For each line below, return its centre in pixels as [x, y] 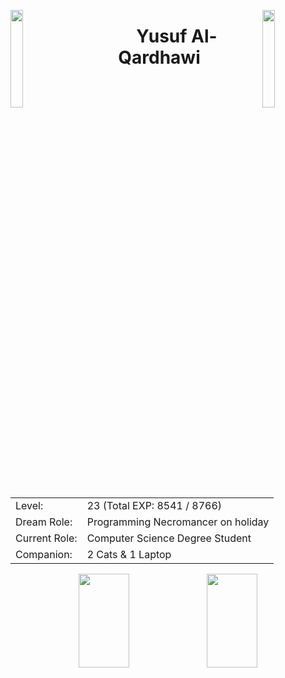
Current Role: [46, 538]
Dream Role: [44, 522]
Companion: [44, 554]
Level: [29, 505]
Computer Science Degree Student [169, 538]
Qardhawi [159, 57]
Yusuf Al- [177, 36]
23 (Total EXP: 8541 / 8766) [154, 505]
